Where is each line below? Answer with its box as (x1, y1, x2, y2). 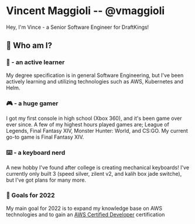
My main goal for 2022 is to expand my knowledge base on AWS (6, 205, 163, 212)
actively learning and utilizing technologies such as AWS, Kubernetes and (6, 78, 183, 85)
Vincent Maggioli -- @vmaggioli (6, 4, 165, 18)
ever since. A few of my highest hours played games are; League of (6, 121, 170, 128)
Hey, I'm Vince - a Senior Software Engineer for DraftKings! (6, 24, 149, 31)
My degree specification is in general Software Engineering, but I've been (6, 72, 184, 79)
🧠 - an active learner (6, 58, 65, 66)
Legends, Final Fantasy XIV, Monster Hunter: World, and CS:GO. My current (6, 127, 189, 134)
